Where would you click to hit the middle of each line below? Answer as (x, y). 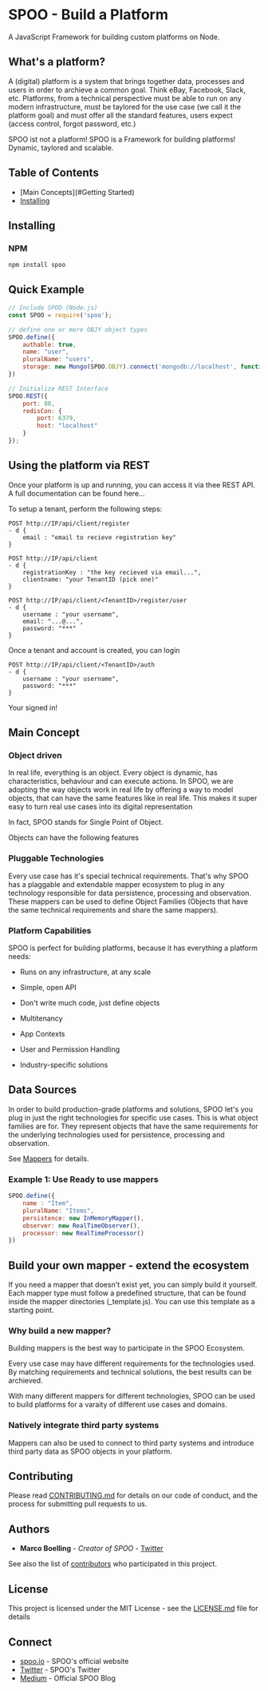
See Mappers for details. (49, 1158)
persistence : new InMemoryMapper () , (84, 1218)
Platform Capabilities (50, 930)
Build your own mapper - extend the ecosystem (129, 1265)
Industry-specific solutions (64, 1065)
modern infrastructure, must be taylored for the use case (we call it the (125, 106)
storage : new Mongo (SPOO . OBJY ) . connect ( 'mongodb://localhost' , (130, 367)
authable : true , (50, 344)
